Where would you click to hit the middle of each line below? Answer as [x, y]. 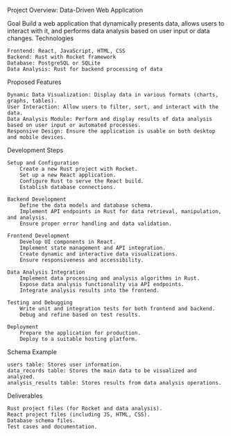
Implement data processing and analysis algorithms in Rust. [110, 278]
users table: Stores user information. [65, 364]
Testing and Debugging [40, 303]
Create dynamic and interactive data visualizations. [99, 254]
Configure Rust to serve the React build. [82, 181]
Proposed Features [34, 82]
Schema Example [32, 352]
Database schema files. [42, 421]
